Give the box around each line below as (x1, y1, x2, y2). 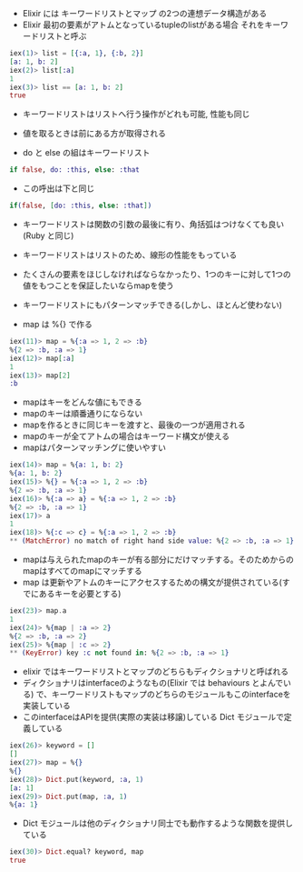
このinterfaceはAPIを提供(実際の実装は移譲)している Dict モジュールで (22, 712, 284, 723)
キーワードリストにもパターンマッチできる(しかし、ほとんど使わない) (22, 299, 283, 310)
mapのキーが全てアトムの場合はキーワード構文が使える (22, 431, 230, 442)
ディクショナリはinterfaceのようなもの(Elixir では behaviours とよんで (22, 677, 284, 688)
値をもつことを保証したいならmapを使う (22, 280, 174, 291)
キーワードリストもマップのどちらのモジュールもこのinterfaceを (51, 689, 292, 700)
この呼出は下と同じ (22, 183, 95, 194)
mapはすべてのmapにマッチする (22, 566, 142, 576)
